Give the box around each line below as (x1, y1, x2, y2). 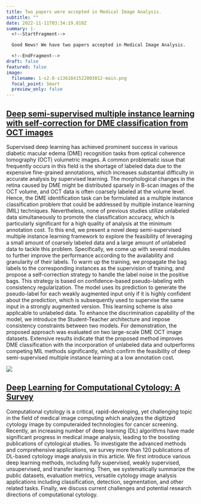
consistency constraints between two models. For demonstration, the (6, 322, 177, 329)
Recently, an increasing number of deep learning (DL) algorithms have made (6, 427, 194, 434)
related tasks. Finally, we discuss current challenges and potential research (6, 484, 191, 491)
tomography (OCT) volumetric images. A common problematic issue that (6, 156, 185, 163)
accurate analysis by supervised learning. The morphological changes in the (6, 175, 195, 182)
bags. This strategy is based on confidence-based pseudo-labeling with (6, 277, 184, 284)
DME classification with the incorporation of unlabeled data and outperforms (6, 341, 195, 348)
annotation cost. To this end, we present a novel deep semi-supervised (6, 226, 182, 233)
